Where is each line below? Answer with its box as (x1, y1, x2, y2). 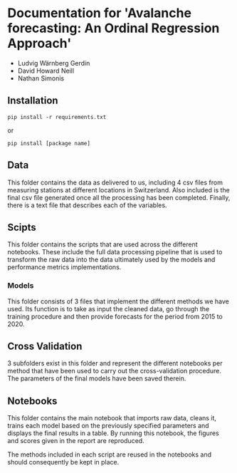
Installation (7, 95, 58, 107)
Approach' (7, 36, 72, 51)
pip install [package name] (7, 140, 91, 147)
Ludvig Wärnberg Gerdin (17, 58, 90, 67)
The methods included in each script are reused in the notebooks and (7, 450, 212, 459)
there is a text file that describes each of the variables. (7, 201, 167, 209)
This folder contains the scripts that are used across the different (7, 240, 198, 249)
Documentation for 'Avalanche (7, 5, 192, 21)
